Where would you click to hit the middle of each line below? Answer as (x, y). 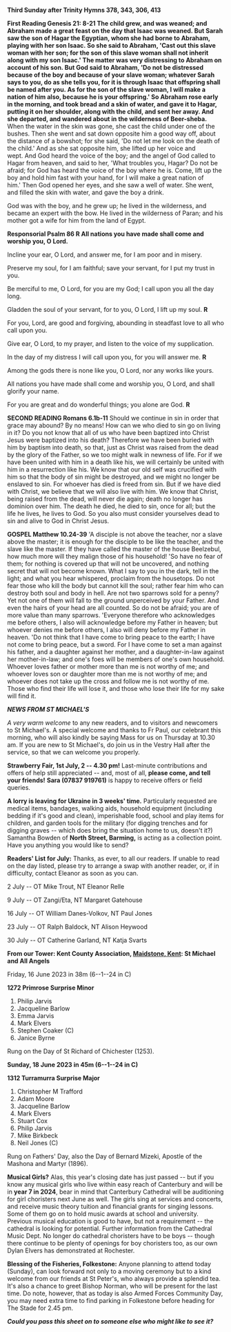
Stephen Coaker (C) (46, 1030)
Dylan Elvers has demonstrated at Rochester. (71, 1250)
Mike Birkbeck (38, 1136)
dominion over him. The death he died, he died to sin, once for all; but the (111, 506)
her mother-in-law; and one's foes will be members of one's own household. (116, 659)
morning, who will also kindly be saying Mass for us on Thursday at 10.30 (111, 737)
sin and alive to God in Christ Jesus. (58, 521)
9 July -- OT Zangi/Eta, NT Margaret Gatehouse (75, 900)
